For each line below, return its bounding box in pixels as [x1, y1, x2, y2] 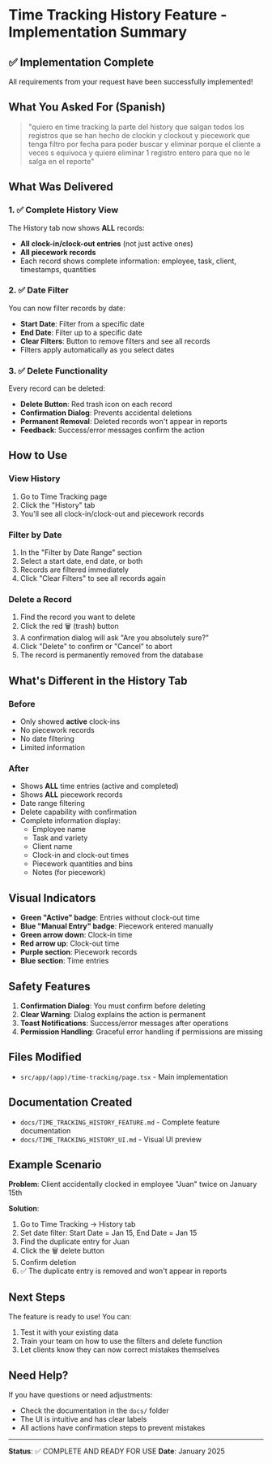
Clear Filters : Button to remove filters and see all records [19, 336, 210, 346]
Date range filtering [19, 799, 85, 808]
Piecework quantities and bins [32, 859, 134, 868]
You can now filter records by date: [8, 303, 125, 313]
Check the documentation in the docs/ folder [19, 1406, 169, 1415]
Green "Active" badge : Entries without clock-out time [19, 912, 200, 923]
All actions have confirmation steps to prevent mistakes [19, 1423, 206, 1433]
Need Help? [8, 1368, 69, 1382]
